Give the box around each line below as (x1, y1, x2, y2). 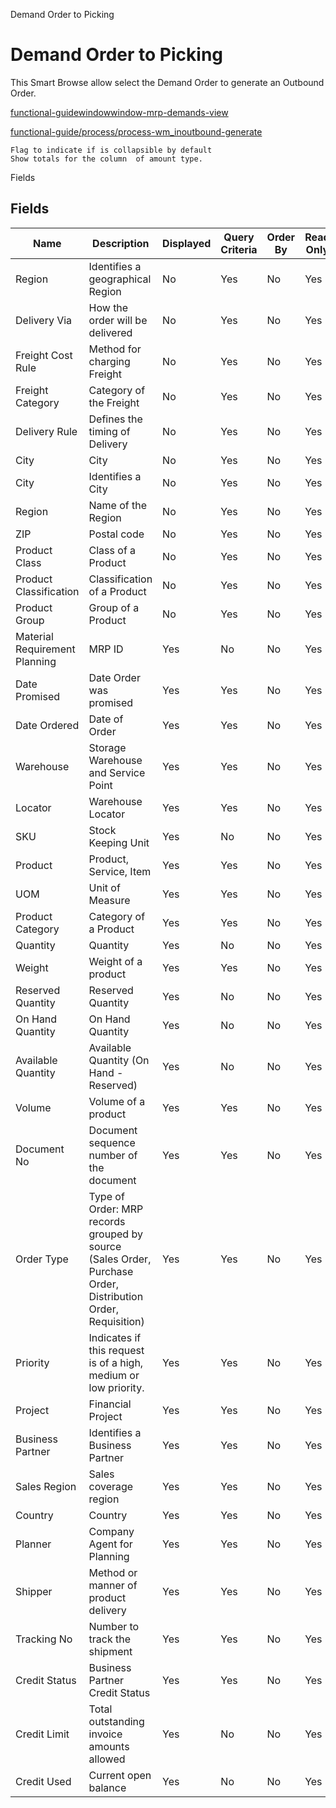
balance (88, 1780, 127, 1794)
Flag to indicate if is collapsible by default (10, 145, 213, 155)
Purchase (88, 1264, 134, 1278)
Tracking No (15, 1632, 73, 1646)
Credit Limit (15, 1727, 70, 1741)
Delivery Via (15, 313, 73, 327)
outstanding (88, 1714, 145, 1728)
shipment (88, 1644, 133, 1658)
